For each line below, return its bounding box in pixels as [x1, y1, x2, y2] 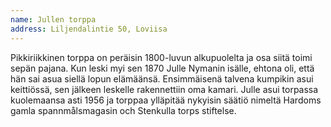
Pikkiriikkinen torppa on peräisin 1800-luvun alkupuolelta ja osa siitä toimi [10, 51, 313, 63]
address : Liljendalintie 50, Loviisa [10, 24, 168, 34]
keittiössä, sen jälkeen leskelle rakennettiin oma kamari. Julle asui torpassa [10, 83, 319, 95]
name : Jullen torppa [10, 14, 97, 25]
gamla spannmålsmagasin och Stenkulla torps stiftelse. [10, 104, 237, 116]
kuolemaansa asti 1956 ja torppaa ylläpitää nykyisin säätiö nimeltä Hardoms [10, 94, 322, 106]
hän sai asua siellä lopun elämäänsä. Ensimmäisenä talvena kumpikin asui [10, 72, 314, 85]
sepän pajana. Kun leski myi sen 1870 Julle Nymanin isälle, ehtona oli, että [10, 62, 315, 74]
